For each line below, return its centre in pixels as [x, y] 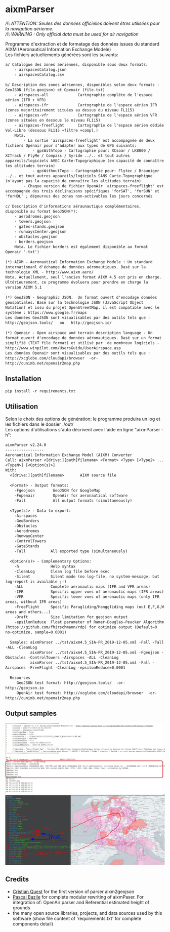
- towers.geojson [33, 221]
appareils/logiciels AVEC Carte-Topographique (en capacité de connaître [85, 160]
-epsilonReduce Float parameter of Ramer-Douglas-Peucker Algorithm [89, 622]
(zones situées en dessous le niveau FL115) [53, 120]
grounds [21, 908]
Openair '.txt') [22, 252]
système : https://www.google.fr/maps [46, 312]
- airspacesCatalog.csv [39, 74]
